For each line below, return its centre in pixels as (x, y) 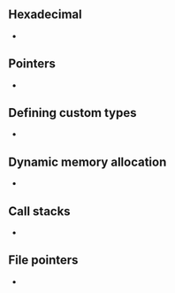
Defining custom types (72, 113)
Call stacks (40, 211)
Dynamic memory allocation (87, 162)
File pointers (43, 260)
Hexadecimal (45, 15)
